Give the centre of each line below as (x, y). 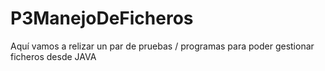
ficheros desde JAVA (53, 56)
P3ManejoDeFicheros (102, 18)
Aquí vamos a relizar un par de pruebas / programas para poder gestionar (162, 46)
